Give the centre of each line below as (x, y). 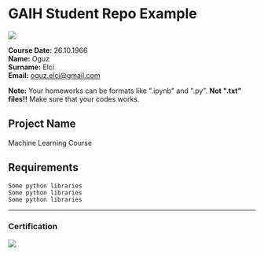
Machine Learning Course (50, 143)
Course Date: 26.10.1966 (48, 50)
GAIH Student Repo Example (103, 14)
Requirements (43, 167)
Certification (33, 227)
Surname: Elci (31, 67)
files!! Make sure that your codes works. (74, 98)
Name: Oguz (29, 58)
